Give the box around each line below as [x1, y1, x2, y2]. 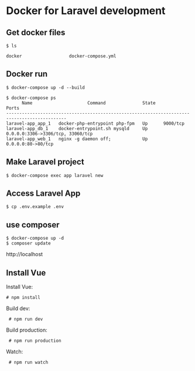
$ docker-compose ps [6, 95, 57, 101]
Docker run [6, 69, 48, 79]
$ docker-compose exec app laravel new [6, 172, 104, 178]
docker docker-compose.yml [6, 53, 117, 59]
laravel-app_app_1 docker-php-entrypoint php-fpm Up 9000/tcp [6, 120, 184, 127]
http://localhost [6, 251, 43, 258]
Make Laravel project [6, 157, 84, 167]
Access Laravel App [6, 189, 81, 199]
